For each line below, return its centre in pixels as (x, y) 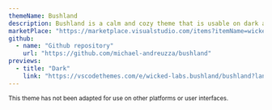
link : (32, 76)
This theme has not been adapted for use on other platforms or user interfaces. (119, 98)
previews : (25, 61)
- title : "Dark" (43, 69)
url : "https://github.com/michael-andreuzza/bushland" (117, 53)
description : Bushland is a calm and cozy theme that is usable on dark (134, 23)
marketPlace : (30, 31)
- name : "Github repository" (65, 46)
